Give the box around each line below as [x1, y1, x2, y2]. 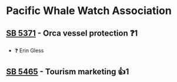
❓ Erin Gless [14, 47, 44, 54]
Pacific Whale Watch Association [6, 4, 172, 18]
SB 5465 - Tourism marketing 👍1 [6, 67, 129, 77]
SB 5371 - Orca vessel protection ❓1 [6, 28, 138, 38]
